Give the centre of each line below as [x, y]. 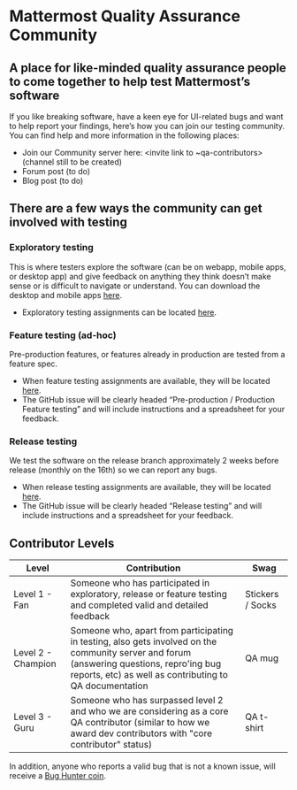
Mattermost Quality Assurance [125, 16]
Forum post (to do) [56, 171]
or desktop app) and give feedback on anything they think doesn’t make [140, 276]
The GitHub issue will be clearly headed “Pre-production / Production [148, 399]
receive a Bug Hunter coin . [58, 776]
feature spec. [34, 364]
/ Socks [261, 605]
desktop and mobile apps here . [65, 295]
